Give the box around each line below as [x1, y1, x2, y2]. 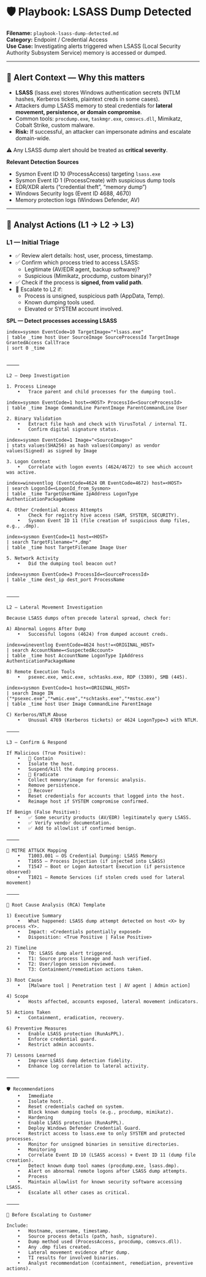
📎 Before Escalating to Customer [6, 1212, 92, 1218]
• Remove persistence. [17, 782, 81, 789]
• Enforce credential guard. [17, 1036, 97, 1043]
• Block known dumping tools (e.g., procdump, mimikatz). [17, 1109, 174, 1116]
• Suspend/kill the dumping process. [17, 766, 120, 773]
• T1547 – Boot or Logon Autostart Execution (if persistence [17, 863, 185, 870]
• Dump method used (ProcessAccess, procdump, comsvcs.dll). [17, 1239, 183, 1245]
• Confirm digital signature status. [17, 426, 120, 433]
